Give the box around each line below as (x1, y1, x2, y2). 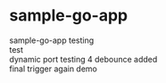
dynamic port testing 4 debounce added (9, 54, 158, 64)
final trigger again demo (9, 63, 98, 74)
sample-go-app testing (9, 35, 95, 46)
